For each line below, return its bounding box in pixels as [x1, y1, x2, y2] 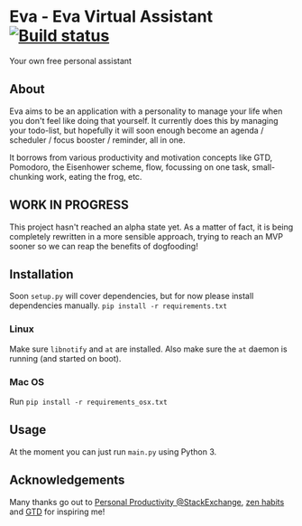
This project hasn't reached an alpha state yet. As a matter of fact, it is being [9, 221, 294, 232]
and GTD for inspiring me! [9, 506, 105, 517]
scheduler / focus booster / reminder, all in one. [9, 134, 187, 146]
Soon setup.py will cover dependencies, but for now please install [9, 291, 254, 302]
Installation [9, 267, 74, 282]
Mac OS [9, 375, 45, 388]
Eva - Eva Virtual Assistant [9, 6, 214, 27]
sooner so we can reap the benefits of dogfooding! [9, 240, 198, 251]
